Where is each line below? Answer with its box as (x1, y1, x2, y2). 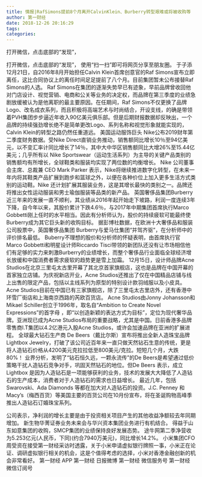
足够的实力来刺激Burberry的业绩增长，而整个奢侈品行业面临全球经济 (16, 249, 186, 256)
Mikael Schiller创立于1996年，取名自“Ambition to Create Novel (6, 302, 161, 309)
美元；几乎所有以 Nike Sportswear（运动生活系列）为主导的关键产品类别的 (6, 151, 191, 159)
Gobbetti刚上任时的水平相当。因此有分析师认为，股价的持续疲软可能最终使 (6, 211, 191, 219)
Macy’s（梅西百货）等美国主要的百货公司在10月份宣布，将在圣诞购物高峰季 (6, 392, 192, 399)
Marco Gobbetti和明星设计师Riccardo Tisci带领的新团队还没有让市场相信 (6, 242, 186, 249)
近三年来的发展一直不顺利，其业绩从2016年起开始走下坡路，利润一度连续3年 (6, 196, 195, 204)
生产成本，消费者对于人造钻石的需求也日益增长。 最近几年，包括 (16, 377, 176, 384)
